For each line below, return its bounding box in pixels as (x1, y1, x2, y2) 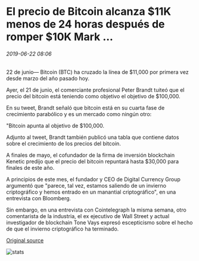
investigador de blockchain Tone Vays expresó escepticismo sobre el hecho (6, 219, 193, 226)
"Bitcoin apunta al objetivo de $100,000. (6, 122, 105, 129)
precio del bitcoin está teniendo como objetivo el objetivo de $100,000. (6, 93, 181, 100)
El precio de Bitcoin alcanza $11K (6, 5, 172, 18)
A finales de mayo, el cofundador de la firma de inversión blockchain (6, 151, 175, 159)
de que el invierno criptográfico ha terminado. (6, 225, 119, 232)
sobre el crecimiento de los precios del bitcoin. (6, 140, 121, 147)
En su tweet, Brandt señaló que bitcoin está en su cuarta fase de (6, 104, 165, 111)
